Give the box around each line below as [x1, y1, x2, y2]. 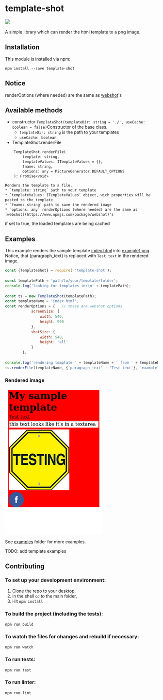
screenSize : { [31, 309, 60, 314]
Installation [5, 43, 40, 51]
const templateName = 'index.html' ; [5, 299, 79, 304]
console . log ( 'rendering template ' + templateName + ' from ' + [5, 360, 138, 365]
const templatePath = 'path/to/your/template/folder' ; [5, 278, 118, 283]
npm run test [5, 667, 32, 673]
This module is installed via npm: [5, 56, 70, 62]
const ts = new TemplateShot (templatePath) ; [5, 293, 97, 299]
